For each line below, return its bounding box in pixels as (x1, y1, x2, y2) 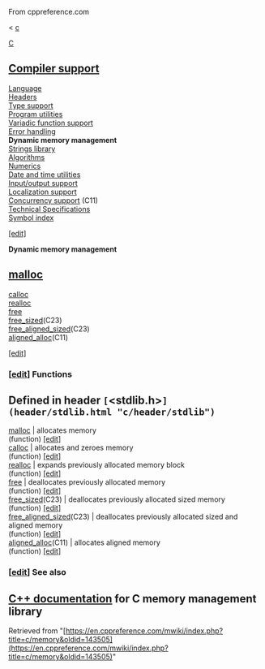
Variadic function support (8, 118, 93, 127)
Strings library (8, 144, 56, 153)
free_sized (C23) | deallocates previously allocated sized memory (8, 494, 225, 504)
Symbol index (8, 213, 54, 222)
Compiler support (8, 62, 100, 76)
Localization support (8, 187, 77, 196)
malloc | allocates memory (8, 425, 97, 435)
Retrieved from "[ (8, 626, 66, 636)
